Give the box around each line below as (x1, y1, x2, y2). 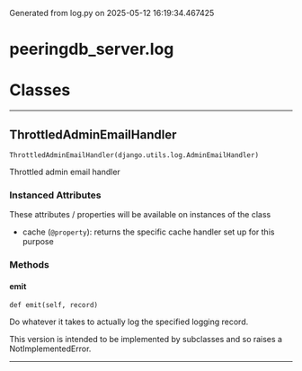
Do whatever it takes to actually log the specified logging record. (9, 316, 249, 327)
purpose (22, 236, 54, 247)
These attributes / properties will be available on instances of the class (9, 209, 271, 220)
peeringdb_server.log (9, 40, 174, 59)
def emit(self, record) (9, 301, 99, 310)
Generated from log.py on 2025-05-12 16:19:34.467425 (9, 8, 215, 18)
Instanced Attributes (9, 189, 102, 201)
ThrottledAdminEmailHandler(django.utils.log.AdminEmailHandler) (9, 150, 259, 160)
